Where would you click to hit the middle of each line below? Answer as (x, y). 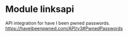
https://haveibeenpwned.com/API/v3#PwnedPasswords (64, 28)
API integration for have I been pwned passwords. (58, 23)
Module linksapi (40, 9)
